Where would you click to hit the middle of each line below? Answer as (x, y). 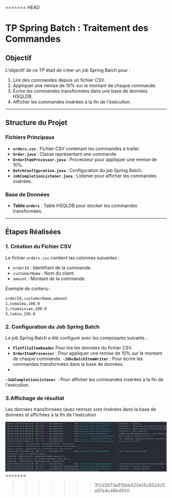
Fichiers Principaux (30, 137)
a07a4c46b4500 (112, 491)
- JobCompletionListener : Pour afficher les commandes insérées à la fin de (84, 379)
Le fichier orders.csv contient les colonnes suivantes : (62, 258)
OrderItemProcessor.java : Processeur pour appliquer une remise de (85, 159)
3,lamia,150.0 (20, 314)
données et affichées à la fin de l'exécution (51, 415)
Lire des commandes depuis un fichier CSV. (59, 80)
